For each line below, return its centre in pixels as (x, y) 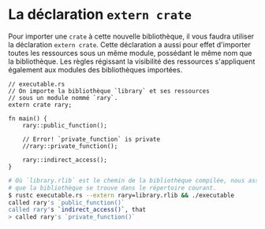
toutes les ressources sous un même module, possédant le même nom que (130, 53)
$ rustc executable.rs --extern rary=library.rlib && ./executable (121, 195)
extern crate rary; (40, 105)
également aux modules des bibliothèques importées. (95, 69)
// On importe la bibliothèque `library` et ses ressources (109, 91)
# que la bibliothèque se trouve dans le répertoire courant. (112, 188)
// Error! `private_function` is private (91, 139)
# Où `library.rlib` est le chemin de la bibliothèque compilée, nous (127, 180)
